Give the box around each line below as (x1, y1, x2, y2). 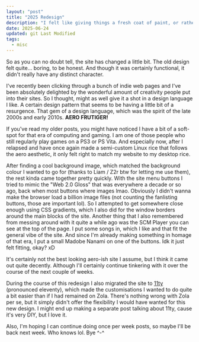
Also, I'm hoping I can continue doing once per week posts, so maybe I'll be (6, 322, 191, 330)
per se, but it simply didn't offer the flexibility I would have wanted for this (6, 298, 185, 306)
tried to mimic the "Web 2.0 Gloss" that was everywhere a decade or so (6, 180, 182, 188)
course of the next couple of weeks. (6, 268, 95, 275)
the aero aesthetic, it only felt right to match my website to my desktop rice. (6, 150, 191, 157)
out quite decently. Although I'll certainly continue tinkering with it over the (6, 262, 188, 269)
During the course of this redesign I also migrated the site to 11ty (6, 280, 163, 287)
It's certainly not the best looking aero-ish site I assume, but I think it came (6, 255, 188, 262)
